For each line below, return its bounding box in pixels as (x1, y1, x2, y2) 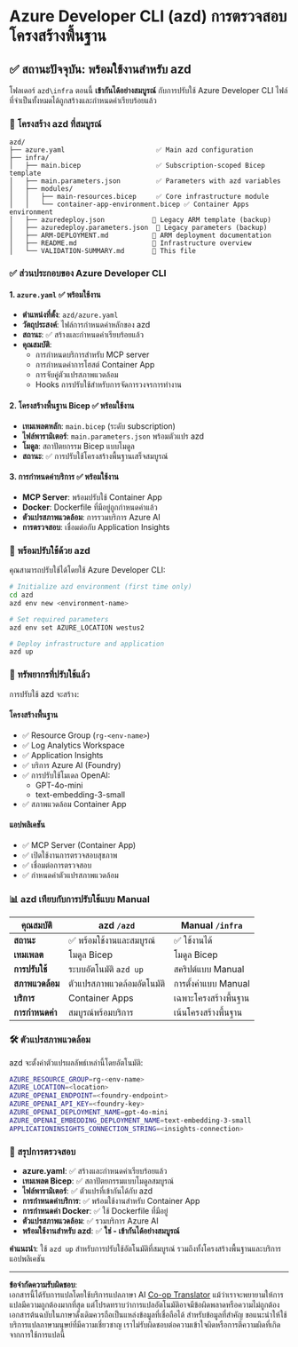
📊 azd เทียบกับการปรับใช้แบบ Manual (9, 892, 151, 905)
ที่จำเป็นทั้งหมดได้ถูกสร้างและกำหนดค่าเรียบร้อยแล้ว (9, 95, 157, 106)
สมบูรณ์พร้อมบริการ (67, 1006, 134, 1018)
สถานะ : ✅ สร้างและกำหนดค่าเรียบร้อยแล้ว (21, 329, 145, 340)
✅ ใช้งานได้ (173, 934, 213, 947)
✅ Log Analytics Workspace (21, 740, 125, 750)
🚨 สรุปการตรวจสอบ (9, 1145, 76, 1158)
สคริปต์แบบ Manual (173, 963, 245, 976)
